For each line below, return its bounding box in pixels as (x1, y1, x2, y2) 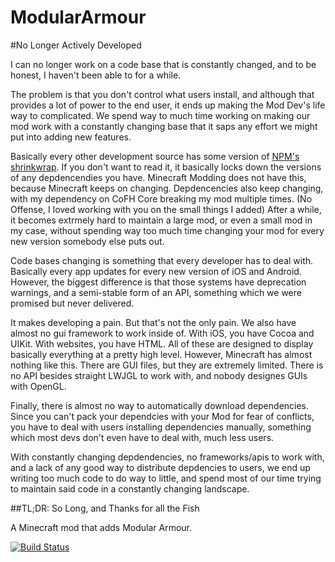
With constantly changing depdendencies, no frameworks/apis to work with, (10, 451, 325, 463)
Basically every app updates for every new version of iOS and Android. (10, 265, 302, 277)
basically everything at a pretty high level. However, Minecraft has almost (10, 348, 313, 360)
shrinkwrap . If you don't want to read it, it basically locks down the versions (10, 161, 322, 173)
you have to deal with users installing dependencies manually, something (10, 421, 312, 433)
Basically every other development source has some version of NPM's (10, 150, 300, 162)
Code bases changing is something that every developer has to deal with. (10, 254, 314, 266)
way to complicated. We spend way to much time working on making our (10, 109, 311, 121)
